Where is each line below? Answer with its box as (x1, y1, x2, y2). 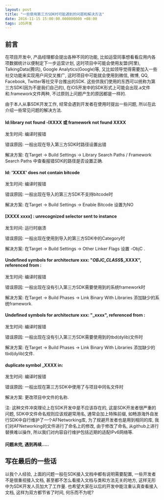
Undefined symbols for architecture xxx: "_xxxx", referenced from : (5, 312, 145, 318)
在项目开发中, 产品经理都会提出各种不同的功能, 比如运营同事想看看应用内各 (5, 54, 156, 60)
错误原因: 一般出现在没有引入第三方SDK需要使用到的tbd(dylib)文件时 (5, 334, 143, 340)
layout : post (5, 7, 32, 12)
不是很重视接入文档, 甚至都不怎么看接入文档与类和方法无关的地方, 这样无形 (5, 477, 156, 483)
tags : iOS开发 (5, 21, 33, 26)
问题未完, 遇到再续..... (5, 441, 49, 447)
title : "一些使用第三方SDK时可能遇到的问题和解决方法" (5, 12, 104, 17)
